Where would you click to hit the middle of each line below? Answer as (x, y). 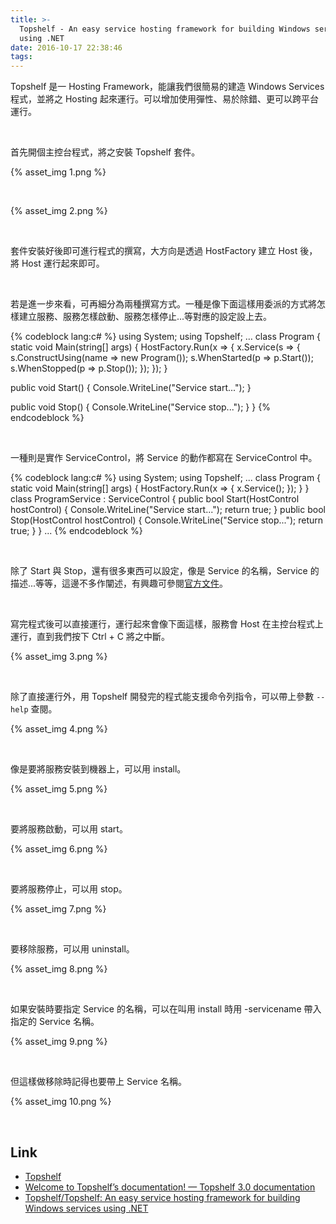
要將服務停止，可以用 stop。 (69, 889)
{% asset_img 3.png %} (59, 657)
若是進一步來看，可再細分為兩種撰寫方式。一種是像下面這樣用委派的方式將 (163, 304)
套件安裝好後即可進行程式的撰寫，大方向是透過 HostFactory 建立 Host (154, 251)
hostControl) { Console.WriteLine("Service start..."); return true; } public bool (168, 510)
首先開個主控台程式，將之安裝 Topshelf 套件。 (105, 152)
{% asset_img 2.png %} (59, 211)
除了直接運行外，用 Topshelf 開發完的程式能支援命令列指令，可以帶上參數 (162, 697)
